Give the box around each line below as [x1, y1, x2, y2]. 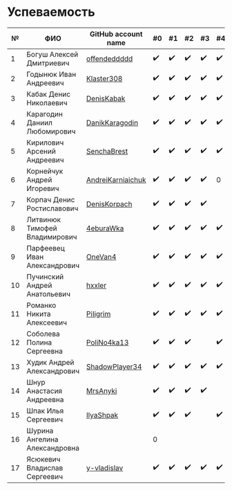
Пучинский [26, 271, 64, 281]
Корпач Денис [26, 194, 75, 204]
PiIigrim [86, 309, 111, 318]
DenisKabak [86, 93, 126, 103]
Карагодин [26, 109, 64, 118]
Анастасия [26, 385, 63, 395]
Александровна [26, 443, 79, 453]
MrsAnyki [86, 385, 117, 395]
